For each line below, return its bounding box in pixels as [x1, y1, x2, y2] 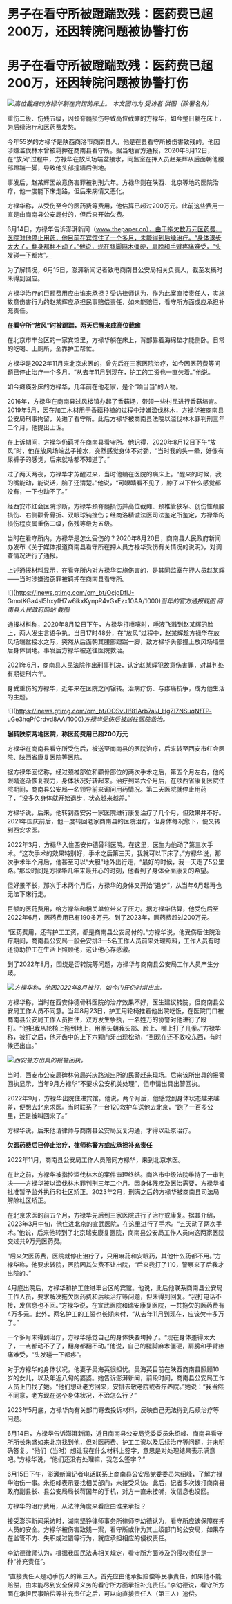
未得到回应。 [7, 274, 43, 283]
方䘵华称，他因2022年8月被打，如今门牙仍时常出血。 [14, 983, 166, 992]
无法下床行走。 [7, 890, 50, 898]
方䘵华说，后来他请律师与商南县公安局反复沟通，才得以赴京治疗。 [7, 1126, 195, 1134]
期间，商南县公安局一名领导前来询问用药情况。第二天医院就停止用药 [12, 785, 207, 794]
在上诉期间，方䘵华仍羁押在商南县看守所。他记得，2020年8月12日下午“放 [7, 438, 216, 447]
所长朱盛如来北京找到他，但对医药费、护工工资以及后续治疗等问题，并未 [12, 1438, 219, 1446]
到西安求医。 [7, 826, 43, 835]
